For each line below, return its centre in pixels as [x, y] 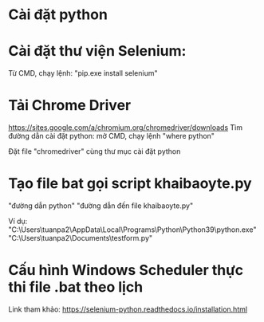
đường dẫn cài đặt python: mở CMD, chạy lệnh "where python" [112, 136]
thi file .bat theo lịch [76, 287]
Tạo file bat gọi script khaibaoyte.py [130, 184]
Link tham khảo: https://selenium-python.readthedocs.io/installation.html [128, 309]
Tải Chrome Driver [70, 106]
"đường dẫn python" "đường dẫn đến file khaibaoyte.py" [101, 206]
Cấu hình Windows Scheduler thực [126, 271]
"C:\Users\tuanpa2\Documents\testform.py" [81, 238]
